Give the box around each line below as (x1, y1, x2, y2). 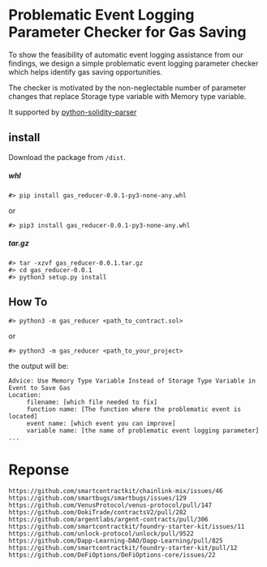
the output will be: (8, 361, 69, 370)
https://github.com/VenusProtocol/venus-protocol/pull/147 (8, 501, 213, 509)
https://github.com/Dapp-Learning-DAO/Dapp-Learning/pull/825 (8, 537, 223, 545)
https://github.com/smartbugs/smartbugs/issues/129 (8, 494, 187, 503)
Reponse (8, 461, 70, 478)
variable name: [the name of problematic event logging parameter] (26, 426, 260, 435)
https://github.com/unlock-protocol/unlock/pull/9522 (8, 530, 195, 538)
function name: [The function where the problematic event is (26, 405, 242, 413)
